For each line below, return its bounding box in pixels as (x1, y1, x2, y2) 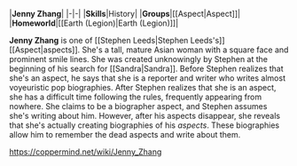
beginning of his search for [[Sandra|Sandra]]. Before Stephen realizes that (9, 63, 284, 74)
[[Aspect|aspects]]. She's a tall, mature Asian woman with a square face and (9, 44, 289, 55)
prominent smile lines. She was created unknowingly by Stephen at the (9, 54, 269, 64)
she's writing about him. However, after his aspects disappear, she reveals (9, 111, 281, 121)
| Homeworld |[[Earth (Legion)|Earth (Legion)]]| (9, 18, 179, 28)
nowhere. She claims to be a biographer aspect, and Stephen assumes (9, 101, 268, 111)
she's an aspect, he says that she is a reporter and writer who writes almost (9, 73, 286, 83)
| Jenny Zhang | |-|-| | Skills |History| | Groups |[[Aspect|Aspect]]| (9, 9, 241, 19)
